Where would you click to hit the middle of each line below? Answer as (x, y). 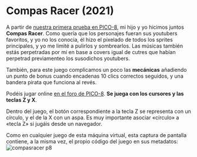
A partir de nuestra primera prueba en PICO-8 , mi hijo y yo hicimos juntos (95, 27)
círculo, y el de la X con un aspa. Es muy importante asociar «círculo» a (93, 117)
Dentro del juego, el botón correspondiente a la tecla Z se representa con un (98, 111)
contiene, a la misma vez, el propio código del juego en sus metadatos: (92, 141)
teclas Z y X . (21, 100)
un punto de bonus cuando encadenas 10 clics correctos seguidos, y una (95, 76)
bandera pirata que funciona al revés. (51, 82)
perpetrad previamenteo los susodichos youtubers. (68, 58)
